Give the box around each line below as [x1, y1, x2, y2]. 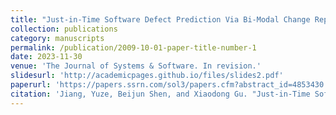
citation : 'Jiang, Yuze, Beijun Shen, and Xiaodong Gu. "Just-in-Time [10, 89, 311, 99]
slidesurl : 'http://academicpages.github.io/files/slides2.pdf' [10, 71, 284, 81]
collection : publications [10, 24, 118, 34]
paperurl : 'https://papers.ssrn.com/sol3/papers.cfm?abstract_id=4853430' [10, 80, 329, 90]
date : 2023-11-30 [10, 52, 83, 62]
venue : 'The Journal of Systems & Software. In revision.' [10, 61, 262, 71]
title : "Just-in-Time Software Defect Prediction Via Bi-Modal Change [10, 14, 311, 25]
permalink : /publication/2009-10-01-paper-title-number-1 [10, 42, 257, 53]
